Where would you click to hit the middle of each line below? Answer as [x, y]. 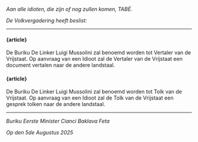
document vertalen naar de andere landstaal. [61, 65]
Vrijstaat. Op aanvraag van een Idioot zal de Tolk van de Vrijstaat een [90, 98]
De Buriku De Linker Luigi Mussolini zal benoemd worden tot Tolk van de [94, 92]
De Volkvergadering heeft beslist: [47, 20]
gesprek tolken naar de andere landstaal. [56, 104]
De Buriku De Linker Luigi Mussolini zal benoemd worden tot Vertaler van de [99, 52]
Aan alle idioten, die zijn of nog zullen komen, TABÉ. [69, 9]
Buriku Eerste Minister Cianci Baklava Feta [58, 121]
